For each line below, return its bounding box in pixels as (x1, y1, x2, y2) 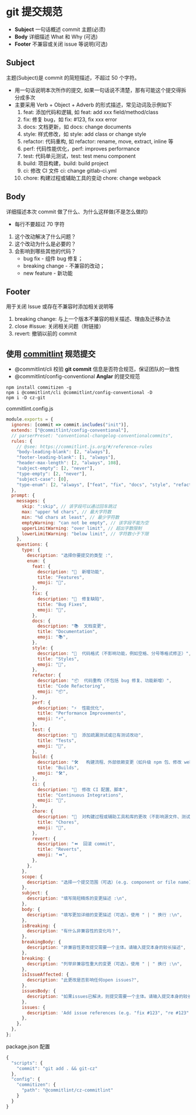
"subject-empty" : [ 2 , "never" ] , (16, 466, 95, 471)
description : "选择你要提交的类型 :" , (27, 553, 114, 559)
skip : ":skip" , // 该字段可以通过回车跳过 (21, 504, 117, 509)
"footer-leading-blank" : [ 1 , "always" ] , (16, 454, 116, 460)
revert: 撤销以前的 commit (14, 330, 77, 337)
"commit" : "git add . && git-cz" (16, 1065, 98, 1072)
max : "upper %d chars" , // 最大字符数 (21, 509, 112, 515)
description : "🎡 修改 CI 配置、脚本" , (37, 786, 128, 792)
